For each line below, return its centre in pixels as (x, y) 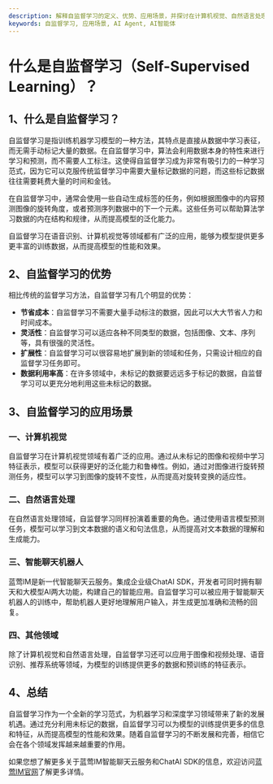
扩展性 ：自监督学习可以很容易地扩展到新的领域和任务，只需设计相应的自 (141, 353)
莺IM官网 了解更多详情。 (48, 771)
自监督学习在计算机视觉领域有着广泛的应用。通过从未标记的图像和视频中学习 (136, 456)
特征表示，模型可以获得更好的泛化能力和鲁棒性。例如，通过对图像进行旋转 (133, 466)
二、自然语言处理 (42, 499)
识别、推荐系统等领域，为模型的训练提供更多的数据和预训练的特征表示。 (129, 664)
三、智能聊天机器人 (46, 562)
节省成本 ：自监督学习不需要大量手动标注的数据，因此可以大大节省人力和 (141, 312)
